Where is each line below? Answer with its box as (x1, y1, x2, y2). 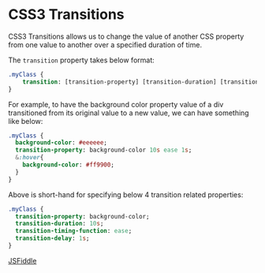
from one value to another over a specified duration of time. (8, 39, 203, 49)
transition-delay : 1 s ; (15, 234, 90, 242)
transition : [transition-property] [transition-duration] (22, 77, 217, 86)
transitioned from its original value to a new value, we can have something (8, 108, 250, 118)
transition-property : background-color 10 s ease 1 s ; (15, 146, 192, 155)
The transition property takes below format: (8, 55, 155, 65)
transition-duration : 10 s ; (15, 219, 104, 228)
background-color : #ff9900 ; (22, 161, 114, 169)
